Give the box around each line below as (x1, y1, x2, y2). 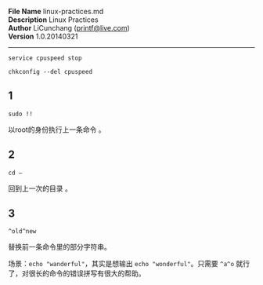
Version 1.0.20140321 (8, 31, 78, 41)
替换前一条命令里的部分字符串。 (8, 243, 111, 252)
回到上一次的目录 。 (8, 184, 72, 193)
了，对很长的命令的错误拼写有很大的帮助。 (8, 269, 146, 278)
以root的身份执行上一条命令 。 (8, 125, 106, 134)
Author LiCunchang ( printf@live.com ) (8, 24, 131, 32)
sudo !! (8, 110, 34, 118)
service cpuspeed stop (8, 54, 82, 62)
